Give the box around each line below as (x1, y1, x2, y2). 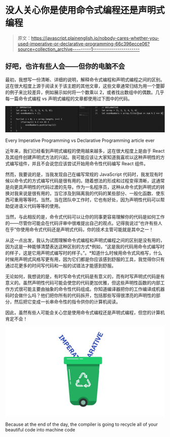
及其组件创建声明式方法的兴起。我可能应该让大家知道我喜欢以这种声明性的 (5, 154, 160, 160)
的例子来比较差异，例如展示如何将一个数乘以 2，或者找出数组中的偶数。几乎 (5, 89, 164, 95)
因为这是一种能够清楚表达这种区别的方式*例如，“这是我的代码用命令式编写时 (5, 244, 165, 250)
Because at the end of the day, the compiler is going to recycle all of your (5, 421, 158, 427)
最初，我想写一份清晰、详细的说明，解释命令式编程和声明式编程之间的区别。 (5, 77, 165, 83)
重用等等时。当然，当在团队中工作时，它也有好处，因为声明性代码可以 (14, 197, 160, 203)
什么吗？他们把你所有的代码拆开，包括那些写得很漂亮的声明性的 (22, 293, 156, 299)
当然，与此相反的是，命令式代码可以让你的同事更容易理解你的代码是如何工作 (5, 214, 165, 220)
